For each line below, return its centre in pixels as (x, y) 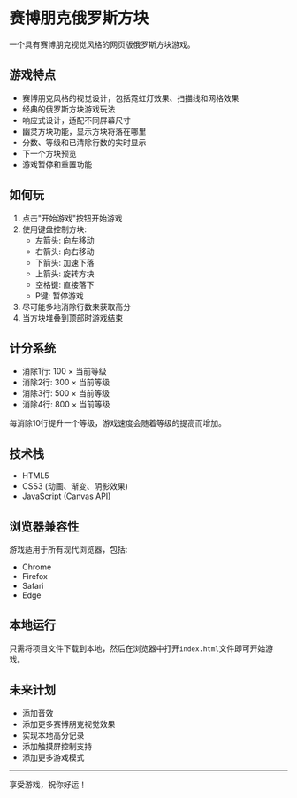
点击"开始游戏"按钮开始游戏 (72, 218)
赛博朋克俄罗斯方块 (79, 18)
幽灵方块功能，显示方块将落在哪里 (84, 131)
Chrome (37, 567)
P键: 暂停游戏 (59, 295)
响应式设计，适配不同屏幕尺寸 (76, 120)
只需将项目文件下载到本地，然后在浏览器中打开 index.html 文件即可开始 (137, 648)
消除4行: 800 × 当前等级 (66, 405)
